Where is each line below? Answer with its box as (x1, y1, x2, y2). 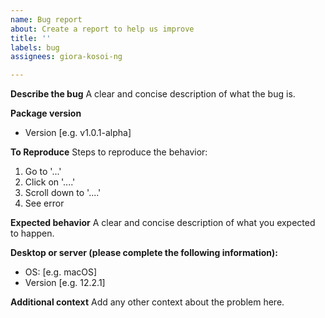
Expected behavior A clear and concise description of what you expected (10, 217, 316, 229)
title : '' (10, 33, 52, 43)
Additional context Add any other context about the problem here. (10, 296, 285, 308)
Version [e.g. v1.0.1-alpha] (24, 127, 132, 139)
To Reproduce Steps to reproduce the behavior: (10, 146, 208, 158)
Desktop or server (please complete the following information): (10, 247, 278, 259)
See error (24, 197, 65, 210)
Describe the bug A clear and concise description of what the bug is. (10, 88, 296, 100)
